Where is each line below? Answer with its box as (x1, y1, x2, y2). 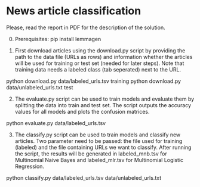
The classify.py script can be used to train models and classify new (14, 131, 181, 138)
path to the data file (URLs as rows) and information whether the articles (14, 53, 193, 60)
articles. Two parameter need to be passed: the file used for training (14, 137, 183, 144)
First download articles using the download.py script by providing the (14, 46, 186, 54)
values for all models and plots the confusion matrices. (14, 108, 150, 115)
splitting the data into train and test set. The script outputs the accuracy (14, 101, 192, 108)
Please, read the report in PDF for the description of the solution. (6, 24, 165, 31)
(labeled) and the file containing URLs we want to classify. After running (14, 144, 192, 151)
